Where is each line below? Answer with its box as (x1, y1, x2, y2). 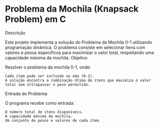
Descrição (5, 30, 26, 36)
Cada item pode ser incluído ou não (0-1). (5, 73, 95, 78)
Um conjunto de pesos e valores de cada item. (5, 118, 101, 123)
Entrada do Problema (5, 91, 48, 96)
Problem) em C (5, 14, 67, 25)
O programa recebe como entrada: (5, 100, 75, 106)
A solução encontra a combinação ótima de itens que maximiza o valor (5, 78, 151, 83)
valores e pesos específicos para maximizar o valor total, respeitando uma (5, 50, 154, 55)
